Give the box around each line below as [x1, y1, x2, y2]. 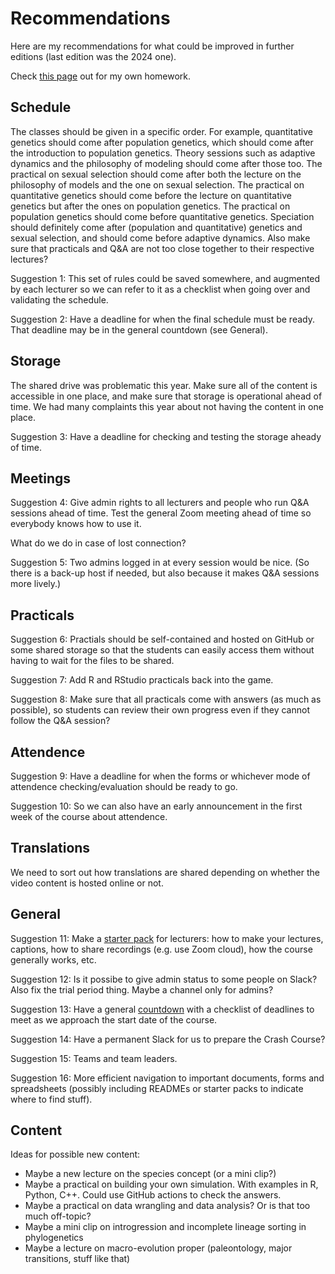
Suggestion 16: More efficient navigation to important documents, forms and [10, 1072, 325, 1084]
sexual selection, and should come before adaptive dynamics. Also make [10, 232, 311, 244]
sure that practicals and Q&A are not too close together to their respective [10, 242, 315, 254]
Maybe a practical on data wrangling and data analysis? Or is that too [24, 1200, 311, 1212]
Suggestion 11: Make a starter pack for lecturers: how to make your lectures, [10, 932, 324, 944]
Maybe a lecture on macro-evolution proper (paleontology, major [24, 1242, 293, 1254]
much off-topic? [24, 1210, 92, 1222]
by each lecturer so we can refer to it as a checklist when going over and [10, 283, 311, 295]
